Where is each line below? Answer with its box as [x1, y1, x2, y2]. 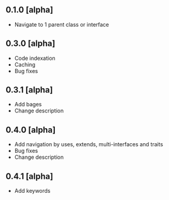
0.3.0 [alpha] [5, 39, 56, 49]
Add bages [14, 101, 42, 108]
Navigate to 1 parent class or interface [14, 21, 109, 28]
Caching [14, 60, 36, 68]
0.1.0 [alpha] [5, 5, 54, 15]
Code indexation [14, 54, 56, 62]
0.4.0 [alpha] [5, 124, 56, 135]
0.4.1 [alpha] [5, 171, 54, 181]
